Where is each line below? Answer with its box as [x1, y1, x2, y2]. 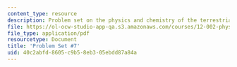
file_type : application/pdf [7, 29, 90, 37]
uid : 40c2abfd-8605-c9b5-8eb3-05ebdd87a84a [7, 50, 138, 57]
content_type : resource [7, 10, 78, 17]
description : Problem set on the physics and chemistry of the [7, 17, 197, 24]
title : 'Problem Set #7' [7, 43, 80, 50]
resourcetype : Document [7, 36, 78, 43]
